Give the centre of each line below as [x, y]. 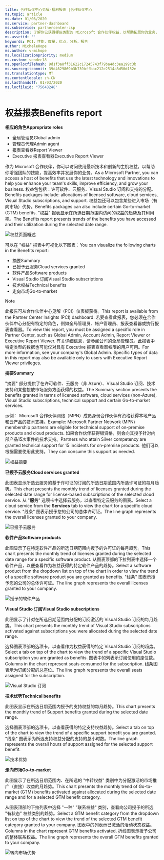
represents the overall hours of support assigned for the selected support [79, 744]
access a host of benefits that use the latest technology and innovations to [80, 178]
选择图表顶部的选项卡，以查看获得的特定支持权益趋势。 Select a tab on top [80, 727]
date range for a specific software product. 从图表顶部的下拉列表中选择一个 [81, 559]
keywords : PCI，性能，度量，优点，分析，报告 [47, 42]
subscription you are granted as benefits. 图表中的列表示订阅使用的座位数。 [81, 658]
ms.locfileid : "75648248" [31, 87]
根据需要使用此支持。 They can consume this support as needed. [70, 452]
